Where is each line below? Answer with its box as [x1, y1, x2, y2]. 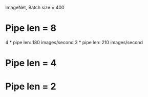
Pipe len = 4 [5, 57, 57, 69]
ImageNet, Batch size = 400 [5, 5, 65, 10]
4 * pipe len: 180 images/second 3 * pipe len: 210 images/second [5, 39, 143, 45]
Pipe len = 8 [5, 23, 56, 34]
